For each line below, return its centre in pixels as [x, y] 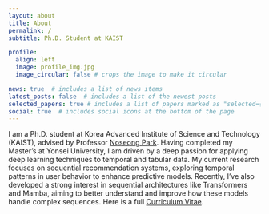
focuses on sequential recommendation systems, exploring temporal [121, 168]
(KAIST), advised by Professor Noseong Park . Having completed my [121, 143]
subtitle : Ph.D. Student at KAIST [66, 38]
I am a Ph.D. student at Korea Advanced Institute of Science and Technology [134, 134]
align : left [36, 60]
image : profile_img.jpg [55, 67]
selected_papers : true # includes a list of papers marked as [114, 104]
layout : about [32, 16]
